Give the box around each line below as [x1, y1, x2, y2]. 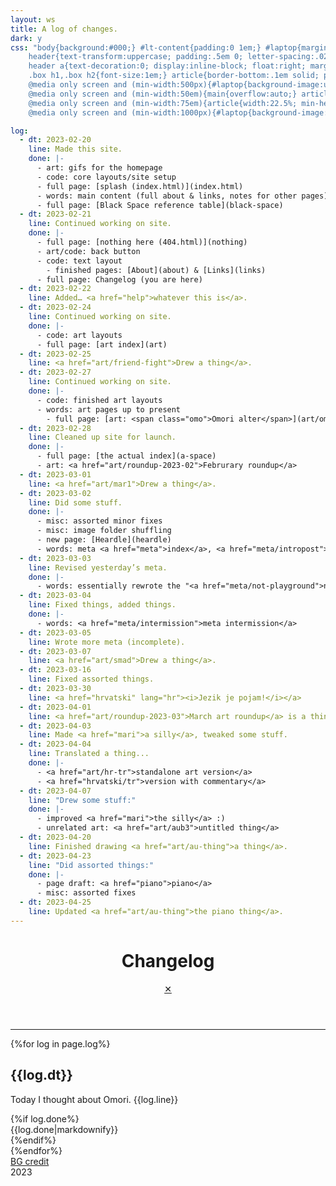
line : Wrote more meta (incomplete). [28, 637, 186, 647]
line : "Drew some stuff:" [28, 795, 137, 805]
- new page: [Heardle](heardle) [36, 535, 172, 545]
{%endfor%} [10, 1144, 63, 1156]
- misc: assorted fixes [36, 888, 137, 898]
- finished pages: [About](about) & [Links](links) [46, 265, 267, 275]
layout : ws [10, 14, 56, 25]
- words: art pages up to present [36, 404, 182, 415]
